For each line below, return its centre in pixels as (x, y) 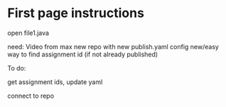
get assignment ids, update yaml (55, 82)
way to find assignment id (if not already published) (83, 54)
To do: (17, 68)
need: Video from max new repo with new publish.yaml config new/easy (113, 46)
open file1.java (28, 33)
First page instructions (76, 13)
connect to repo (31, 96)
